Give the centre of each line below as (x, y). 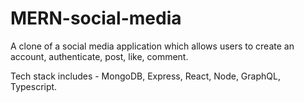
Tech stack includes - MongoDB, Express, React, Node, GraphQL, (145, 76)
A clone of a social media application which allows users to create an (152, 46)
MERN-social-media (96, 18)
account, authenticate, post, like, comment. (99, 56)
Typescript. (34, 86)
